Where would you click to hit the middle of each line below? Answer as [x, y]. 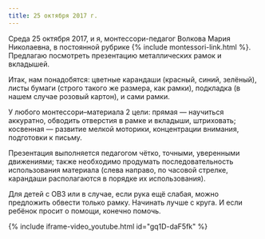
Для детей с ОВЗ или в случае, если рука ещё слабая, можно [114, 193]
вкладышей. [29, 64]
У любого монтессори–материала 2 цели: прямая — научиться [116, 112]
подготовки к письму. [45, 137]
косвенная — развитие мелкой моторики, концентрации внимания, [124, 129]
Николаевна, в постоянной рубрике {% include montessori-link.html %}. [130, 47]
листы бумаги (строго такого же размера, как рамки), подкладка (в [125, 88]
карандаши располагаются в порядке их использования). [107, 178]
